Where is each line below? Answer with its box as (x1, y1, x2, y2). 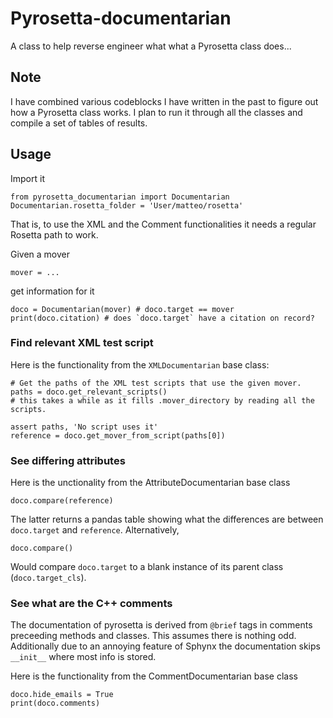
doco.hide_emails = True (10, 690, 114, 700)
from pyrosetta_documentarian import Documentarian (10, 192, 230, 202)
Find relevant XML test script (10, 336, 154, 350)
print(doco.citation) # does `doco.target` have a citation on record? (10, 313, 315, 323)
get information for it (10, 285, 95, 297)
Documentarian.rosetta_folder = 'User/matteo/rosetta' (10, 200, 244, 211)
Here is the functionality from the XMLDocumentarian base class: (10, 358, 270, 371)
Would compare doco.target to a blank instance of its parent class (10, 561, 284, 573)
